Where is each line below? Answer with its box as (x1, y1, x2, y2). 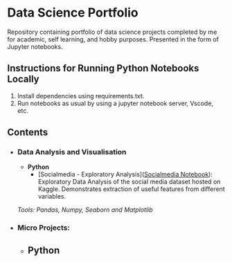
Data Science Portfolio (7, 5, 139, 21)
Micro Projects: (17, 223, 71, 233)
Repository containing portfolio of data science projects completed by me (7, 28, 217, 36)
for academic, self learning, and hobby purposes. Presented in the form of (7, 35, 220, 43)
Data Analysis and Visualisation (17, 147, 127, 157)
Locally (7, 73, 39, 85)
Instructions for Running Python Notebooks (7, 62, 199, 74)
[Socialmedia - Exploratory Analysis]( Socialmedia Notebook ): (37, 170, 213, 179)
